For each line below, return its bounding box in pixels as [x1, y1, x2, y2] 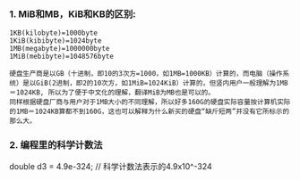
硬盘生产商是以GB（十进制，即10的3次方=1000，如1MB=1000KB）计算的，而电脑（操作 [9, 70, 284, 78]
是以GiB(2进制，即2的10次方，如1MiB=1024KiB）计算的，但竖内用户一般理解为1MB [21, 78, 288, 88]
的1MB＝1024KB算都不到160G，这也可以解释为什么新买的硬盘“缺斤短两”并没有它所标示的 [9, 107, 289, 117]
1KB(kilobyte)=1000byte [9, 29, 99, 37]
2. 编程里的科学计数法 [9, 139, 103, 151]
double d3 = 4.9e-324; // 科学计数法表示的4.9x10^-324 [9, 160, 212, 171]
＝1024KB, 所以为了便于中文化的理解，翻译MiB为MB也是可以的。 [9, 88, 215, 97]
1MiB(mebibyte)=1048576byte [9, 52, 115, 61]
